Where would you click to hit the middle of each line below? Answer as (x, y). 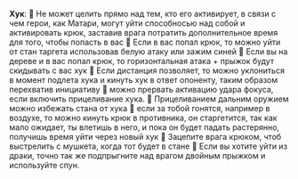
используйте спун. (44, 165)
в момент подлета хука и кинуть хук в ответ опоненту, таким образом (144, 80)
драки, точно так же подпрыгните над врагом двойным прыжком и (137, 155)
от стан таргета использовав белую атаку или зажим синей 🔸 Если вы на (149, 52)
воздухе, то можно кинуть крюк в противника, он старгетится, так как (143, 118)
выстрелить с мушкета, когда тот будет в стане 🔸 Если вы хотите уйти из (148, 146)
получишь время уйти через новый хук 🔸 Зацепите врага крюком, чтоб (145, 137)
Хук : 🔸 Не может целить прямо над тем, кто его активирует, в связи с (143, 14)
